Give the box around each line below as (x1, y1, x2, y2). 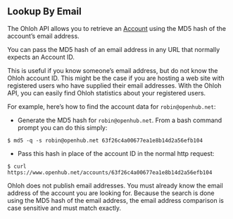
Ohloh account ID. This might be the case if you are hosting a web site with (7, 74, 225, 82)
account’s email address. (7, 32, 80, 40)
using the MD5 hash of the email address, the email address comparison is (7, 196, 224, 204)
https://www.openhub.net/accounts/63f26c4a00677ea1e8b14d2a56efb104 (7, 168, 213, 176)
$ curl (7, 163, 27, 170)
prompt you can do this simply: (17, 123, 108, 132)
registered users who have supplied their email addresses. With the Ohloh (7, 81, 222, 90)
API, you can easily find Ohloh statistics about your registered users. (7, 88, 206, 97)
